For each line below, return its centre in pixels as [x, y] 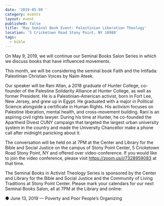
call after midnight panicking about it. [43, 133]
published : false [23, 23]
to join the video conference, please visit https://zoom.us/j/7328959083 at [81, 158]
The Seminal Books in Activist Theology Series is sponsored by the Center [81, 173]
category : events [23, 14]
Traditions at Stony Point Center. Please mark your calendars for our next [80, 183]
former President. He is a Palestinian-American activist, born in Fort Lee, [79, 96]
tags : [11, 38]
